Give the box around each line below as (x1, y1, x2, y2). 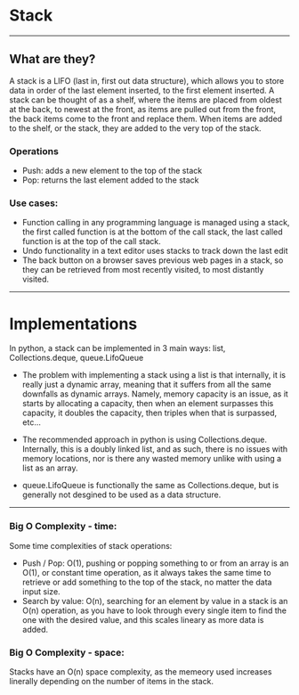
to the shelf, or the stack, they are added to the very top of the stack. (9, 122, 262, 134)
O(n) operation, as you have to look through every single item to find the (21, 605, 287, 616)
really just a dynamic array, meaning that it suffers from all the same (21, 380, 271, 390)
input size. (21, 585, 61, 597)
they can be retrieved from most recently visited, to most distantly (21, 265, 264, 275)
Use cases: (9, 197, 59, 209)
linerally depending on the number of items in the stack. (9, 675, 214, 686)
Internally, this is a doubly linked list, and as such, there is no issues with (21, 444, 287, 454)
